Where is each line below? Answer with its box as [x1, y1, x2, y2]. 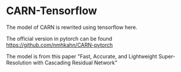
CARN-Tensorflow [6, 4, 97, 18]
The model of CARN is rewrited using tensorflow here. [6, 24, 137, 31]
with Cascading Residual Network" [32, 59, 118, 66]
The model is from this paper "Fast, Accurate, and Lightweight [6, 53, 157, 60]
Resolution [6, 59, 32, 66]
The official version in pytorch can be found [6, 35, 113, 42]
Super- [158, 53, 176, 60]
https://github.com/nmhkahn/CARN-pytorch [6, 41, 113, 48]
